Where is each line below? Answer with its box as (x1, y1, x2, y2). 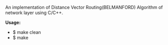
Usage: (5, 20, 21, 25)
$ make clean (12, 29, 42, 35)
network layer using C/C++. (5, 10, 63, 16)
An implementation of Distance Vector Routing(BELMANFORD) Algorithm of (5, 5, 163, 10)
